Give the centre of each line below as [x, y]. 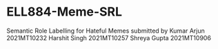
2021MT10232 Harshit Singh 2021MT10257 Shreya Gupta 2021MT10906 [109, 37]
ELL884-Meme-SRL [64, 12]
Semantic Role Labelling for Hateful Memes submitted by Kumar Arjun [106, 31]
